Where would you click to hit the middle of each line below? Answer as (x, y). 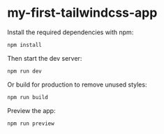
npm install (24, 45)
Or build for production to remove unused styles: (77, 84)
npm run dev (24, 71)
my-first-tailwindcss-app (82, 13)
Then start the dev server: (45, 58)
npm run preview (31, 124)
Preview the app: (31, 110)
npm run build (28, 97)
